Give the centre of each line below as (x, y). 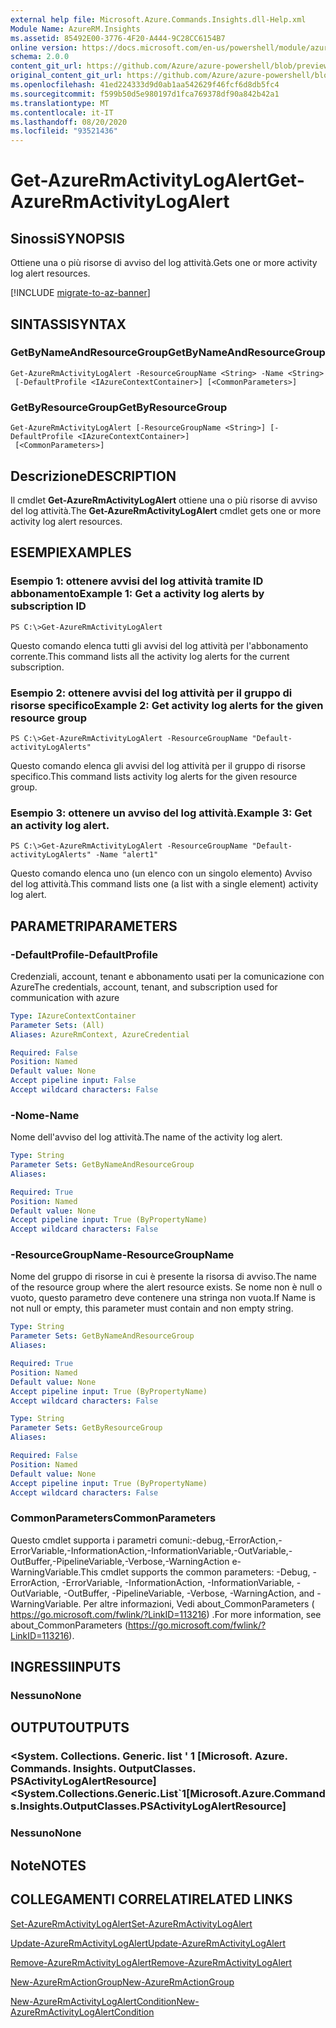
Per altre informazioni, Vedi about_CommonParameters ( (199, 1603)
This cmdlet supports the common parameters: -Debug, (195, 1572)
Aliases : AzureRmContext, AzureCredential (100, 1034)
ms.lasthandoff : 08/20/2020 (69, 122)
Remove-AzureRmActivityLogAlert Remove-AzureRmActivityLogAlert (151, 1962)
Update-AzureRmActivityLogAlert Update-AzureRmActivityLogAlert (148, 1943)
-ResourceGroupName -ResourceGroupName (122, 1255)
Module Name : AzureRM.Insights (75, 29)
